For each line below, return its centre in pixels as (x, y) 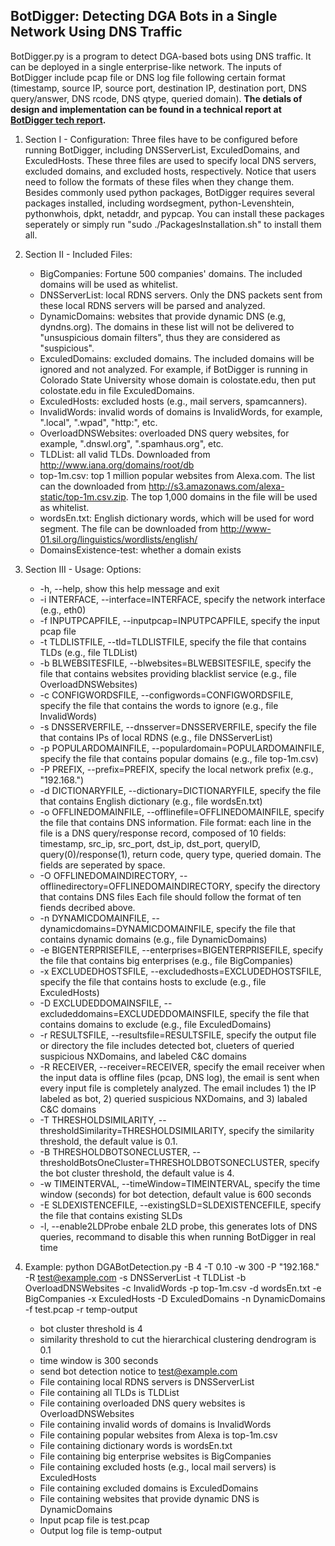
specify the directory (277, 886)
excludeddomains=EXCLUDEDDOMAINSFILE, (133, 1013)
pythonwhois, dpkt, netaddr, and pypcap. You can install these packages (174, 213)
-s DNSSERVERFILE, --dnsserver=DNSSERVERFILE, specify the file (178, 726)
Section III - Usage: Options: (83, 569)
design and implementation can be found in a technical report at (146, 109)
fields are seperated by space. (102, 865)
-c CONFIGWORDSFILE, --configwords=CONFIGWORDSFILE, (166, 695)
